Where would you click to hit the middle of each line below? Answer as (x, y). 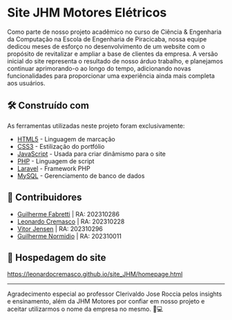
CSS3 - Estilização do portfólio (61, 146)
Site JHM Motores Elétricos (87, 13)
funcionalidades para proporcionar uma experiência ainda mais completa (111, 76)
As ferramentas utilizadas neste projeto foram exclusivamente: (96, 126)
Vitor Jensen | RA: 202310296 (60, 228)
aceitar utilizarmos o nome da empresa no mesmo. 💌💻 (85, 309)
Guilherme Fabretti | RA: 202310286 (68, 214)
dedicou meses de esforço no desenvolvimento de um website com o (106, 46)
